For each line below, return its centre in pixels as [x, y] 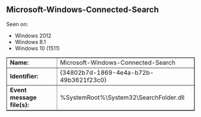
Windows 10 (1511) [37, 48]
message [23, 97]
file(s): [19, 105]
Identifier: [24, 76]
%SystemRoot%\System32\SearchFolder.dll [122, 97]
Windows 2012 [33, 36]
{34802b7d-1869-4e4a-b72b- [107, 72]
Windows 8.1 [30, 42]
